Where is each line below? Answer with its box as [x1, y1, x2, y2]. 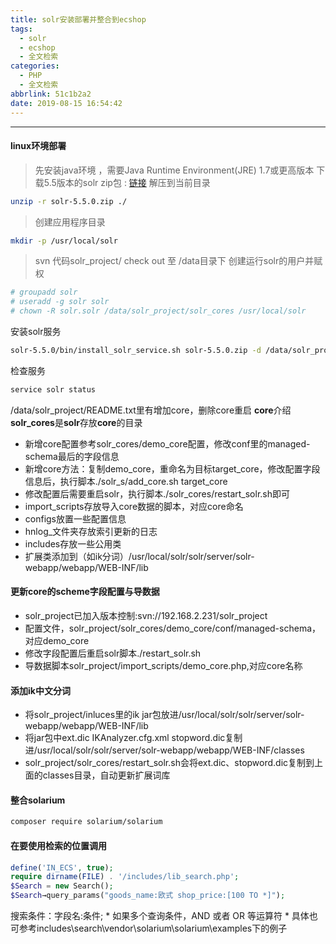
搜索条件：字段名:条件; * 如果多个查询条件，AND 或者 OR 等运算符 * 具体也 [10, 910, 318, 922]
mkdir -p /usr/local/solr [10, 236, 118, 246]
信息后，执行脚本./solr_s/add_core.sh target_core [24, 475, 228, 487]
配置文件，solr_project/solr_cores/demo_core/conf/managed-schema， [24, 622, 322, 635]
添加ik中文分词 [10, 684, 71, 696]
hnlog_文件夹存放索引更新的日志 [24, 525, 158, 537]
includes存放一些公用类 [24, 537, 122, 550]
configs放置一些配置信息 [24, 512, 127, 525]
